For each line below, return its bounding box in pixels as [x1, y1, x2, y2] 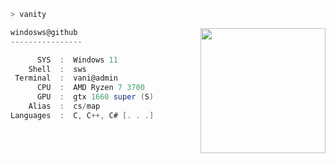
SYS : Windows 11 [36, 55, 118, 65]
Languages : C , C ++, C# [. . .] [10, 110, 155, 120]
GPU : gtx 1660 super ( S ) [36, 92, 155, 102]
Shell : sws [28, 64, 87, 74]
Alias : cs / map [28, 101, 101, 111]
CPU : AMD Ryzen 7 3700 [36, 83, 145, 93]
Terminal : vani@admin [14, 73, 118, 84]
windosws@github [10, 27, 78, 37]
